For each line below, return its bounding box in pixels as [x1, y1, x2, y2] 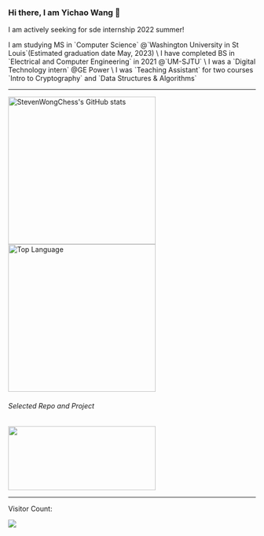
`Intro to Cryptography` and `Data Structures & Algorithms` [8, 74, 197, 83]
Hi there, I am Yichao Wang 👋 [8, 7, 121, 18]
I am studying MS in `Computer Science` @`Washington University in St [8, 40, 240, 50]
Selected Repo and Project [8, 401, 95, 410]
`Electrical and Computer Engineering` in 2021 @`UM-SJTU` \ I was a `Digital [8, 57, 256, 66]
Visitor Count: [8, 504, 53, 513]
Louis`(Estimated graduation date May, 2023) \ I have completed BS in [8, 49, 236, 58]
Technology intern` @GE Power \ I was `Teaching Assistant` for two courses [8, 65, 254, 75]
